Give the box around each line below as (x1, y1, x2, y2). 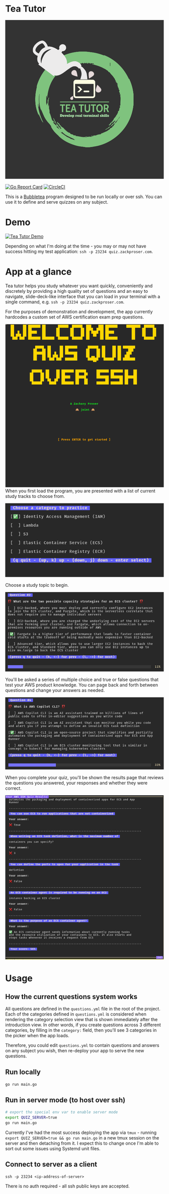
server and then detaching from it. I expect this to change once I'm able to (5, 1140, 159, 1146)
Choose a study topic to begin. (5, 582, 69, 588)
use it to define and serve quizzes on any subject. (5, 199, 109, 205)
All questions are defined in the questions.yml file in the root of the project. (5, 1006, 161, 1012)
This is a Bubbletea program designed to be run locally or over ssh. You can (5, 194, 162, 200)
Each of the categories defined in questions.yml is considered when (5, 1011, 147, 1017)
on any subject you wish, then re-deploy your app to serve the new (5, 1048, 144, 1054)
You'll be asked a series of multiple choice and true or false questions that (5, 676, 159, 682)
